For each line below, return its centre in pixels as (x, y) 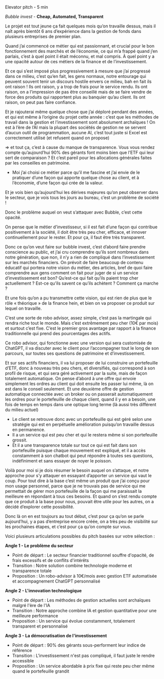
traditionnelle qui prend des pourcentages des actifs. (58, 333)
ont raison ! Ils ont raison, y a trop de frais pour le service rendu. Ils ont (76, 87)
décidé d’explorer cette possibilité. (40, 507)
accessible (23, 661)
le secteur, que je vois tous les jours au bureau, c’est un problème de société (82, 197)
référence (22, 650)
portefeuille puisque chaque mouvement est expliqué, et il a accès (79, 450)
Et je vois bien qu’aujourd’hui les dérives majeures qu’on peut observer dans (82, 192)
